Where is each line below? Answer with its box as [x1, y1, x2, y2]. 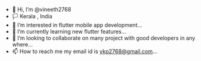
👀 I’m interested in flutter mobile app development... [12, 21, 143, 29]
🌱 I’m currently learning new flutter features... [12, 28, 127, 35]
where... [12, 41, 33, 48]
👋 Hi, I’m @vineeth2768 [12, 6, 71, 13]
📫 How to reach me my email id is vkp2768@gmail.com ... [12, 48, 158, 55]
